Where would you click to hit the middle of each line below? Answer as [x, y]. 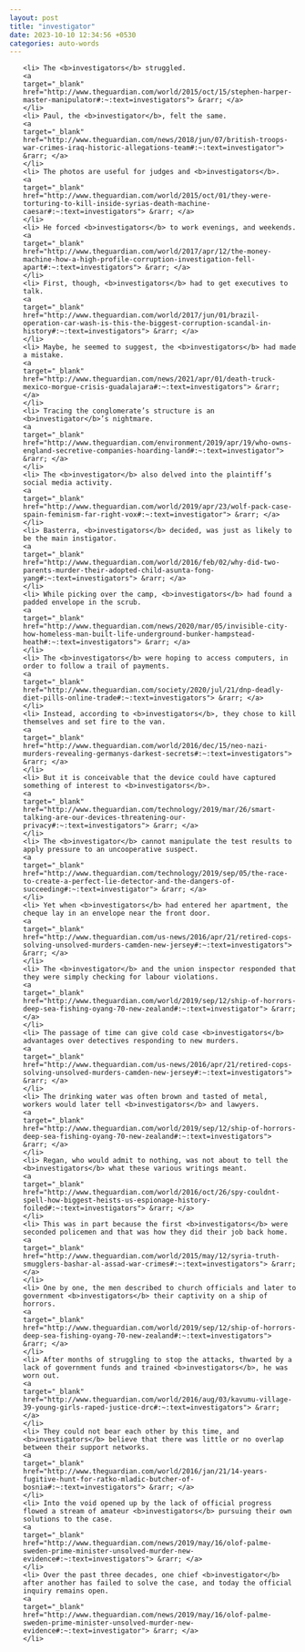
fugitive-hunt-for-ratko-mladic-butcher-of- [108, 1480]
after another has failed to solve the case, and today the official [158, 1583]
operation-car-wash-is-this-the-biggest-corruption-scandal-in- [147, 323]
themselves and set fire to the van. [94, 722]
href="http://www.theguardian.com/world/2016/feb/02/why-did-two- [151, 563]
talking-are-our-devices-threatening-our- [104, 818]
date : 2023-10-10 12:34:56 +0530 [73, 35]
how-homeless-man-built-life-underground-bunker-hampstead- [139, 634]
